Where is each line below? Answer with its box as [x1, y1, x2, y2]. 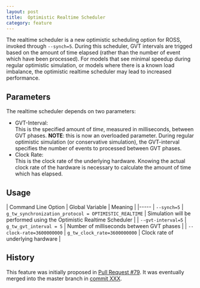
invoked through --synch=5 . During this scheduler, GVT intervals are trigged [6, 43, 193, 50]
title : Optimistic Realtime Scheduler [6, 14, 106, 20]
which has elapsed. [14, 170, 63, 177]
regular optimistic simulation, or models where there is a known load [6, 62, 175, 69]
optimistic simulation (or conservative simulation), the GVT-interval [14, 138, 180, 145]
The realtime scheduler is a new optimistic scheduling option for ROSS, [6, 37, 181, 44]
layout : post [6, 8, 39, 15]
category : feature [6, 20, 52, 26]
